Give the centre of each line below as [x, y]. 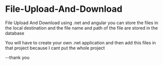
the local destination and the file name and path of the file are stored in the [81, 28]
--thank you [17, 57]
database [15, 33]
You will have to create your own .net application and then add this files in [81, 42]
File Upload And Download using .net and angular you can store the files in [81, 23]
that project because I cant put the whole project [55, 48]
